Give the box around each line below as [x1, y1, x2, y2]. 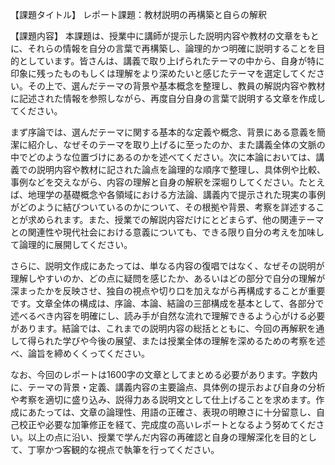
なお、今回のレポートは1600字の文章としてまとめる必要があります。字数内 [10, 369, 318, 380]
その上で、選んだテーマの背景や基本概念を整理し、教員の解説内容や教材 [27, 80, 326, 92]
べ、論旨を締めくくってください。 [10, 348, 150, 359]
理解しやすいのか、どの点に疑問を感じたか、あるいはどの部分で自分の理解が [10, 273, 326, 284]
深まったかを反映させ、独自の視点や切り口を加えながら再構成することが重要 [10, 285, 326, 297]
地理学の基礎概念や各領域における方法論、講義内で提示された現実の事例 [27, 189, 326, 200]
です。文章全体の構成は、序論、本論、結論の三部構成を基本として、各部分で [10, 298, 325, 309]
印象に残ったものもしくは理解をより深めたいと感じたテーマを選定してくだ [10, 68, 317, 79]
